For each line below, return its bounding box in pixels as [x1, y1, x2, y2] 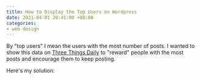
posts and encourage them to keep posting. [6, 55, 116, 62]
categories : [6, 20, 36, 26]
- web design [6, 25, 39, 32]
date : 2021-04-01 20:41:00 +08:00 [6, 15, 94, 21]
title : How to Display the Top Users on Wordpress [6, 8, 137, 15]
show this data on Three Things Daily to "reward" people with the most [6, 49, 184, 56]
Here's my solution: [6, 67, 55, 75]
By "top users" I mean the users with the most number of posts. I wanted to [6, 42, 196, 50]
